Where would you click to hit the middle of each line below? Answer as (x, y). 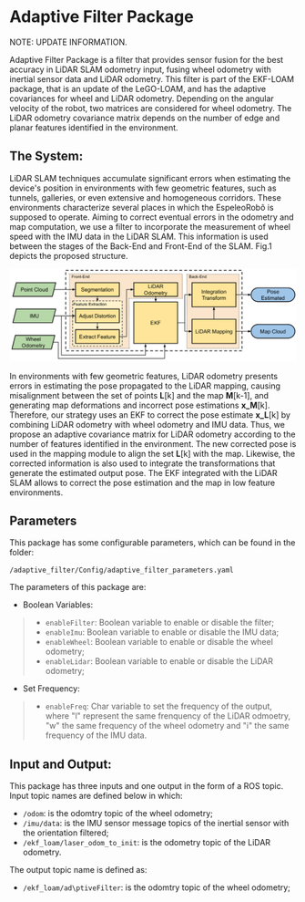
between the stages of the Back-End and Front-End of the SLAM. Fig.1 (141, 246)
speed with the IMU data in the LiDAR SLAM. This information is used (139, 236)
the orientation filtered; (66, 833)
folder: (22, 553)
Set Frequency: (51, 689)
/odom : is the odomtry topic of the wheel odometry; (118, 814)
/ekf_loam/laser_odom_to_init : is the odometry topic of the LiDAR (147, 843)
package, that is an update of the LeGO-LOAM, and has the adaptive (138, 88)
